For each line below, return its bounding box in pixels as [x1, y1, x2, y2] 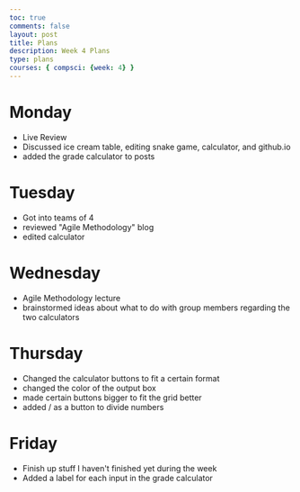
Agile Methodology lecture [22, 292, 121, 303]
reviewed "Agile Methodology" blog [22, 221, 154, 232]
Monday [9, 103, 72, 122]
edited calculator [22, 231, 85, 242]
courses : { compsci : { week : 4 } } [9, 64, 135, 73]
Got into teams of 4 [22, 212, 94, 223]
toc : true [9, 13, 47, 22]
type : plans [9, 55, 54, 64]
